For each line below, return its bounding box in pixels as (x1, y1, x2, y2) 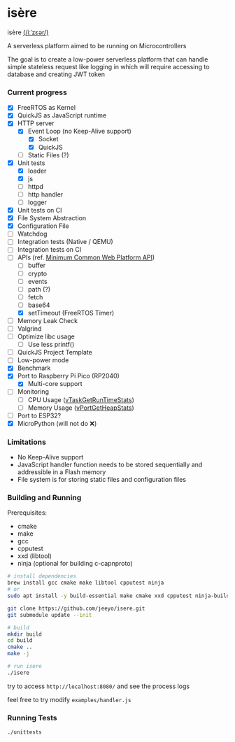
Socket (38, 135, 59, 143)
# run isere (7, 663, 42, 670)
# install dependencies (7, 573, 77, 580)
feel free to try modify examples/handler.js (7, 695, 131, 704)
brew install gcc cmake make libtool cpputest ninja (7, 579, 164, 587)
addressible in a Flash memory (17, 468, 106, 476)
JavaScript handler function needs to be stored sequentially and (17, 460, 203, 469)
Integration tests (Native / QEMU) (17, 238, 113, 246)
